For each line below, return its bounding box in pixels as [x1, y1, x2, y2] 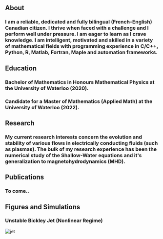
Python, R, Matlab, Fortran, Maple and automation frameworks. [5, 49, 158, 56]
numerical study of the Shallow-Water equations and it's [5, 152, 142, 159]
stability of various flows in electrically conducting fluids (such [5, 139, 158, 146]
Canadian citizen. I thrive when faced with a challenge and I [5, 24, 149, 31]
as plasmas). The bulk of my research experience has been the [5, 146, 157, 153]
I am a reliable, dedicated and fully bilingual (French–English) [5, 19, 152, 25]
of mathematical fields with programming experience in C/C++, [5, 43, 159, 50]
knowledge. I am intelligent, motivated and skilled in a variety [5, 37, 153, 43]
